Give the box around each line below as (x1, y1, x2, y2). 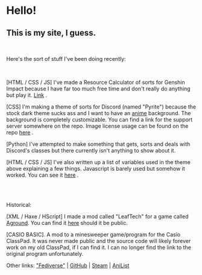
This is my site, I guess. (6, 28, 96, 38)
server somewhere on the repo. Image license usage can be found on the (6, 122, 189, 130)
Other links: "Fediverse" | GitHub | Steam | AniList (6, 262, 130, 269)
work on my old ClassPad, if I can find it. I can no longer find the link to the (6, 244, 192, 251)
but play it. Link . (6, 92, 47, 98)
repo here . (6, 129, 34, 136)
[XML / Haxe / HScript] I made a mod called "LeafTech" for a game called (6, 213, 189, 220)
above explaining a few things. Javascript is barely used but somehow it (6, 165, 185, 172)
